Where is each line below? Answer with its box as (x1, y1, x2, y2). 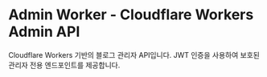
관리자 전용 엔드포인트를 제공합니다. (8, 60, 121, 70)
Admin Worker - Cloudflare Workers (8, 6, 254, 24)
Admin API (8, 22, 80, 41)
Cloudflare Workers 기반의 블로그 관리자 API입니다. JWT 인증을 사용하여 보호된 (8, 50, 260, 59)
